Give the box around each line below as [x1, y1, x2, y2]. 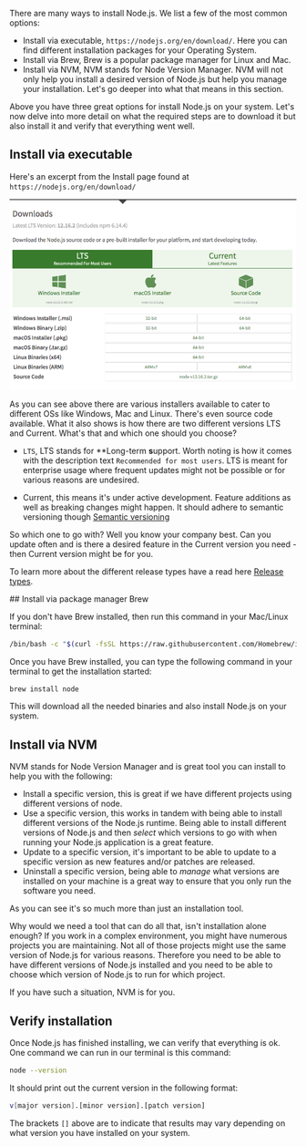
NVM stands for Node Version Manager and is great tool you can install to [9, 761, 286, 772]
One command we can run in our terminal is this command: [9, 1048, 231, 1058]
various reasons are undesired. [22, 474, 139, 485]
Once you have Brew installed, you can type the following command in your [9, 656, 293, 666]
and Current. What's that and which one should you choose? [9, 428, 237, 439]
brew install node [9, 684, 79, 694]
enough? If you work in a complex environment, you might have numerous [9, 930, 288, 942]
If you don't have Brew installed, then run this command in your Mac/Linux [9, 611, 289, 622]
